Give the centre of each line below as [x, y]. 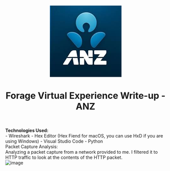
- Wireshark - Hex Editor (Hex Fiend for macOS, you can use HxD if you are [84, 135]
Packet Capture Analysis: [32, 146]
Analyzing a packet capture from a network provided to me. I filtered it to [81, 152]
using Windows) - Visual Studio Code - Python [54, 141]
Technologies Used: [27, 130]
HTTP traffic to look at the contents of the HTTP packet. [64, 157]
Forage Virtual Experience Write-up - [86, 96]
